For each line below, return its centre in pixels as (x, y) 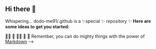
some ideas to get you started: (37, 26)
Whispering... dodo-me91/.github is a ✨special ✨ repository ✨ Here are (78, 21)
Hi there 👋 (21, 9)
